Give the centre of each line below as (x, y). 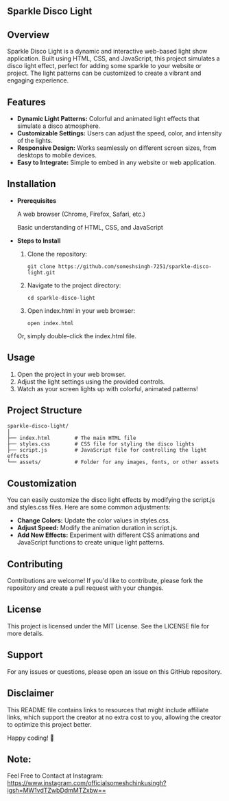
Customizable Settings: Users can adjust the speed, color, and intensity (119, 133)
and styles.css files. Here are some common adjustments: (89, 507)
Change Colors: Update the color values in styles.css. (94, 520)
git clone (41, 266)
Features (26, 102)
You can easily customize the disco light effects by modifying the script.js (111, 500)
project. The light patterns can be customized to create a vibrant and (104, 73)
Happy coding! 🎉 (31, 738)
